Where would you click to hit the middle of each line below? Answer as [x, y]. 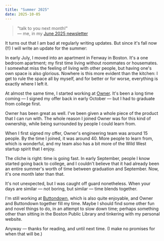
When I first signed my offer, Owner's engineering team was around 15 [77, 133]
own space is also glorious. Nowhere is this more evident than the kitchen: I [82, 73]
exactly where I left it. [27, 83]
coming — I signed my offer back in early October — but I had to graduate [80, 98]
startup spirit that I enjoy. [30, 149]
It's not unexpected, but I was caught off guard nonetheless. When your [78, 183]
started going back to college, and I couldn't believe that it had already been [82, 163]
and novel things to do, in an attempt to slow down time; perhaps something [82, 209]
